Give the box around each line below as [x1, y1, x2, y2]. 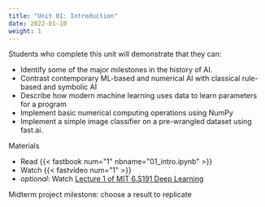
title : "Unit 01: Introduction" [8, 11, 118, 20]
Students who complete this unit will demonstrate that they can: [8, 50, 222, 59]
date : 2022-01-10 [8, 19, 67, 28]
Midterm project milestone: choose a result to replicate [8, 190, 193, 200]
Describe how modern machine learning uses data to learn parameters [20, 91, 258, 101]
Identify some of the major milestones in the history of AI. [20, 65, 213, 75]
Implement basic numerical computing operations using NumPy [20, 108, 233, 118]
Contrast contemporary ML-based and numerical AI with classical [20, 74, 241, 84]
